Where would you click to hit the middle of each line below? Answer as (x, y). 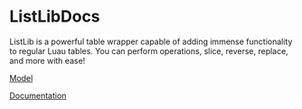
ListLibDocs (55, 17)
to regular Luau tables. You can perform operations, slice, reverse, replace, (149, 50)
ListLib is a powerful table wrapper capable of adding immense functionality (151, 41)
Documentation (38, 95)
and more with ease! (47, 60)
